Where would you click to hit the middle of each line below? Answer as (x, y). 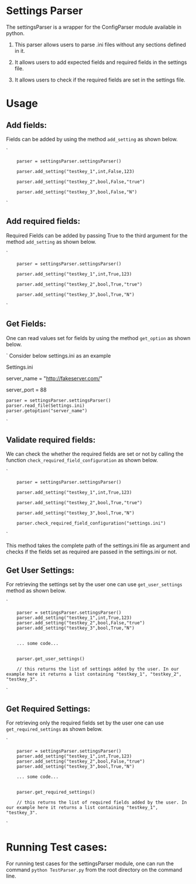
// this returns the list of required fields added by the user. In (102, 803)
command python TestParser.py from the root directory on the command (94, 869)
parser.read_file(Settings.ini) (45, 406)
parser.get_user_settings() (51, 659)
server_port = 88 (26, 390)
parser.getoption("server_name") (47, 411)
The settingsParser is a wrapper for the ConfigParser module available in (94, 27)
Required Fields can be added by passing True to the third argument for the (97, 235)
